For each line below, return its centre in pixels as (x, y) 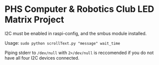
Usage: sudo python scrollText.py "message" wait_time (62, 43)
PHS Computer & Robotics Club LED (79, 9)
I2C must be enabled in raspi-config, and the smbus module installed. (76, 33)
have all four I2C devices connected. (42, 58)
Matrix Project (34, 20)
